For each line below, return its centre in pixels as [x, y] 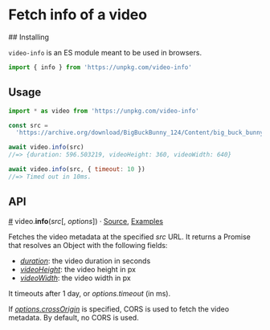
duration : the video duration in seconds [85, 261]
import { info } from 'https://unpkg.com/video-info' [100, 67]
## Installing [29, 37]
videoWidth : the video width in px [75, 278]
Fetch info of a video [78, 15]
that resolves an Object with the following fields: [88, 245]
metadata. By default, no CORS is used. [74, 317]
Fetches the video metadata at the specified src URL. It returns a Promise [129, 236]
